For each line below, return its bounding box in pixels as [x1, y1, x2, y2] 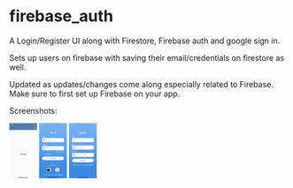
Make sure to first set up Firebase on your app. [9, 88, 181, 99]
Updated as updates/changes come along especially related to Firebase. [9, 79, 274, 89]
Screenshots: [9, 105, 58, 116]
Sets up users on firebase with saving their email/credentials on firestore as [9, 52, 285, 63]
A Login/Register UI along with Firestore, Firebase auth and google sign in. [9, 35, 281, 46]
